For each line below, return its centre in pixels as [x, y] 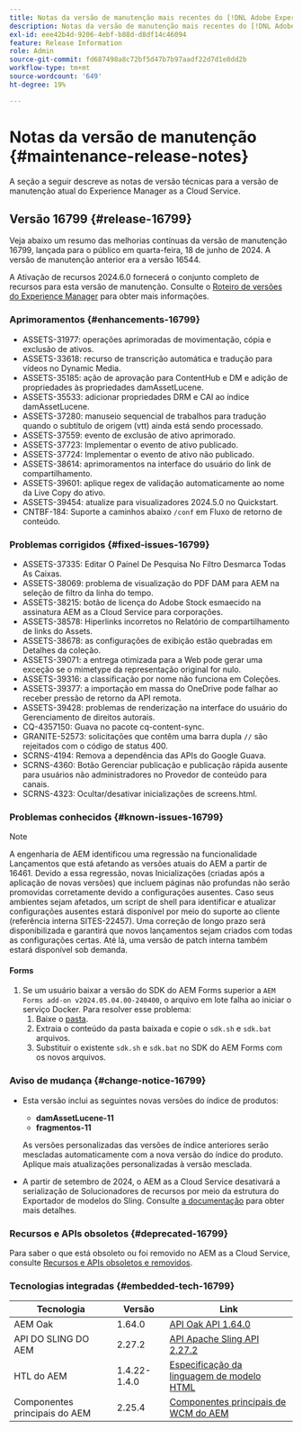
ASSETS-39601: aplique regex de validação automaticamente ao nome [153, 483]
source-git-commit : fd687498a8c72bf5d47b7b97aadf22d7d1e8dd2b [128, 59]
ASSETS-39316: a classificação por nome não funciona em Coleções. [151, 679]
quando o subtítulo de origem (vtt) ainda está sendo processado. [142, 425]
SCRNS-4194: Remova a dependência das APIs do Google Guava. [144, 755]
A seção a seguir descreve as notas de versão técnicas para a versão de [144, 181]
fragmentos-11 [63, 1128]
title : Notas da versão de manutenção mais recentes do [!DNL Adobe [140, 18]
